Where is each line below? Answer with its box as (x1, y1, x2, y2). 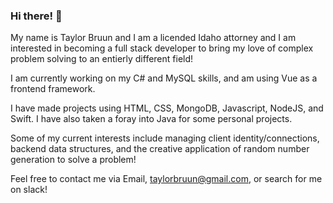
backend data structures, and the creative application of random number (10, 143, 310, 155)
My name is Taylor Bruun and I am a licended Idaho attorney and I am (10, 32, 297, 44)
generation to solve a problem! (10, 154, 137, 166)
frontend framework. (10, 83, 96, 95)
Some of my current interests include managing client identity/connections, (10, 132, 320, 144)
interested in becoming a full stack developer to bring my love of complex (10, 42, 314, 54)
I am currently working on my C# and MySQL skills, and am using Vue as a (10, 72, 318, 84)
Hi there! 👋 (10, 9, 63, 23)
